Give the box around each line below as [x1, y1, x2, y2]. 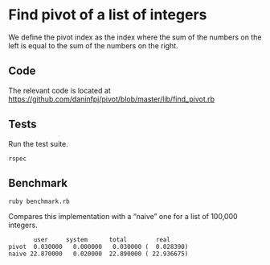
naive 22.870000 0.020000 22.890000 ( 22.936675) [8, 250, 189, 259]
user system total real [33, 236, 171, 244]
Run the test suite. [8, 139, 68, 148]
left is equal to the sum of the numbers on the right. [8, 40, 178, 50]
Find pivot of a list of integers [8, 6, 207, 24]
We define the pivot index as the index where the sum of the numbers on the [8, 32, 262, 42]
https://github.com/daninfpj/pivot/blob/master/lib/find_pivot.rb [8, 94, 215, 104]
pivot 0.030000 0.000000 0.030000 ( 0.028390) [8, 243, 189, 251]
